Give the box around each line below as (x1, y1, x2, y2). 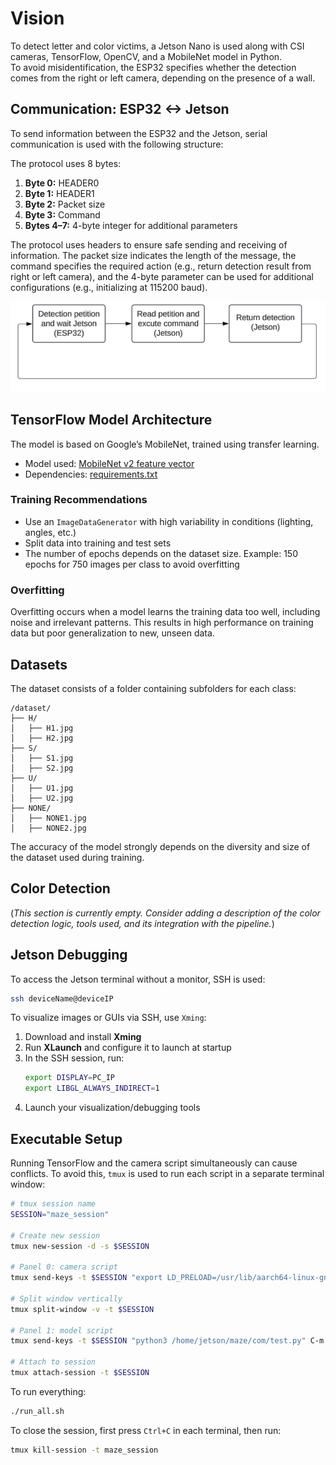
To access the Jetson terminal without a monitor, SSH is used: (10, 973, 266, 985)
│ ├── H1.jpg (10, 723, 74, 733)
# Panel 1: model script (10, 1325, 114, 1336)
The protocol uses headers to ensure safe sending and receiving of (10, 238, 288, 251)
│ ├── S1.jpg (10, 753, 74, 763)
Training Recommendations (10, 493, 148, 507)
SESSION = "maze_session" (10, 1209, 110, 1219)
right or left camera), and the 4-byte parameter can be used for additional (10, 270, 315, 282)
